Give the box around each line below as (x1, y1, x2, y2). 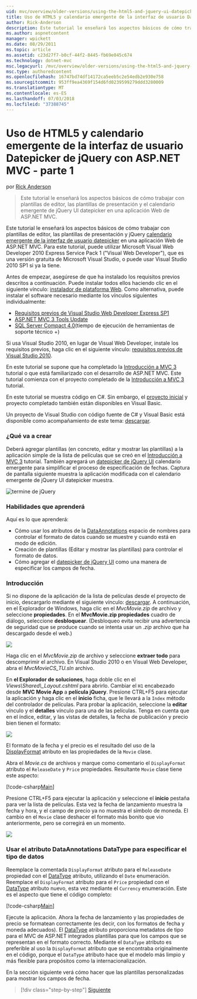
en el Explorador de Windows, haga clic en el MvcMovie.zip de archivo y (6, 605, 182, 612)
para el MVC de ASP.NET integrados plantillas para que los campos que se (6, 932, 186, 939)
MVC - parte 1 (6, 164, 74, 177)
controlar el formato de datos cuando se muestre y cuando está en (14, 534, 176, 541)
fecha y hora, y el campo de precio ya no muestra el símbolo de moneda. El (6, 807, 189, 814)
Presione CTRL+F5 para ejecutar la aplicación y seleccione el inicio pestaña (6, 795, 190, 802)
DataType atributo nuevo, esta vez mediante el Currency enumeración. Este (6, 885, 188, 892)
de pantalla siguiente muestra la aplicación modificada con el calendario (6, 470, 181, 477)
